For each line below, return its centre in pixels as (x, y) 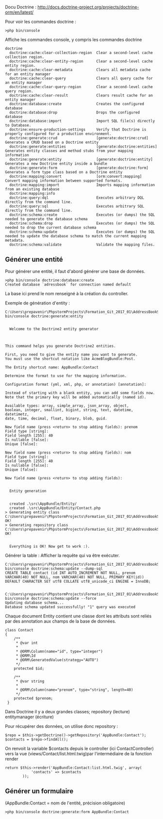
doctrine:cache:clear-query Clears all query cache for (81, 78)
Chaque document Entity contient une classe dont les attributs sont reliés (78, 616)
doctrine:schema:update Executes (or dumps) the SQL (82, 232)
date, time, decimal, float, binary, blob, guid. (56, 419)
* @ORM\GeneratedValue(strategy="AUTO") (57, 660)
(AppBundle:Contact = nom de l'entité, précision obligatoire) (65, 803)
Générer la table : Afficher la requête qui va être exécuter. (62, 555)
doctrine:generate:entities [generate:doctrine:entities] (83, 147)
